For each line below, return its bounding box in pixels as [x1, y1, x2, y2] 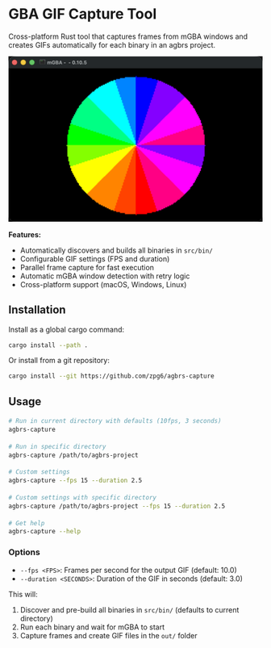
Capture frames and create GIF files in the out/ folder [19, 630, 198, 640]
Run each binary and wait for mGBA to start [19, 622, 165, 632]
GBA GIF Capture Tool [8, 5, 157, 23]
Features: [8, 229, 42, 239]
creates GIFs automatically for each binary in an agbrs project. [8, 40, 216, 49]
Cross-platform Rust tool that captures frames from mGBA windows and [8, 31, 248, 41]
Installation [8, 303, 66, 317]
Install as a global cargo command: [8, 324, 125, 334]
